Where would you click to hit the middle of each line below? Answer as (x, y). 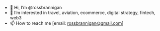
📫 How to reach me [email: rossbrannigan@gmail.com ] (67, 23)
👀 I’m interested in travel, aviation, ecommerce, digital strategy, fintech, (82, 13)
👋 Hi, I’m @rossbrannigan (36, 8)
